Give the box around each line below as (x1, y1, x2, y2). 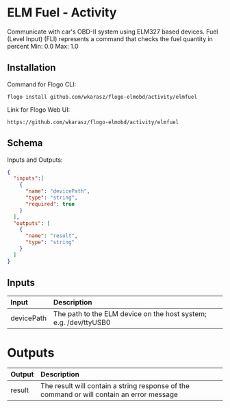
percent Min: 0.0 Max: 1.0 (7, 42, 79, 50)
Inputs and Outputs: (7, 156, 63, 164)
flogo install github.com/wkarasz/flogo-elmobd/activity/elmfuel (7, 93, 197, 100)
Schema (7, 137, 43, 149)
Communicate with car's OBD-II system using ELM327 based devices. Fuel (7, 27, 218, 36)
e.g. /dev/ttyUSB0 (53, 317, 111, 327)
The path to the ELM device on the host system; (53, 309, 207, 318)
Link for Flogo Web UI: (7, 105, 71, 114)
